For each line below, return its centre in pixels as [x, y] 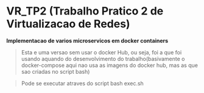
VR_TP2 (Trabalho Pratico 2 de [85, 11]
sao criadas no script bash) [55, 71]
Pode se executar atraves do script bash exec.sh [83, 83]
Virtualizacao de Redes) [68, 24]
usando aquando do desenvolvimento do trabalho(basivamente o [103, 59]
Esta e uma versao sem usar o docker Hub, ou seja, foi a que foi [101, 52]
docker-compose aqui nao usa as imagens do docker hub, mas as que [109, 65]
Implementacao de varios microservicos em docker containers [87, 40]
